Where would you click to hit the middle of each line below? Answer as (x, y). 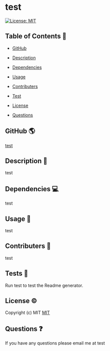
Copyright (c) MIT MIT (27, 313)
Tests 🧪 (17, 273)
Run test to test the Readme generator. (44, 285)
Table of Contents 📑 (36, 36)
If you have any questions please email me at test (55, 343)
